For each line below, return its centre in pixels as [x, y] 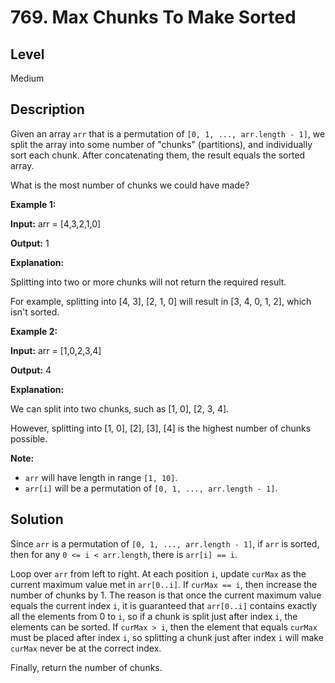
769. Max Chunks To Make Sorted [153, 17]
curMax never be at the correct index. [86, 648]
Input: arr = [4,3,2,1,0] [56, 223]
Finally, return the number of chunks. [86, 667]
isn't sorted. [35, 312]
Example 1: [33, 204]
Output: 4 [31, 370]
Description [47, 109]
